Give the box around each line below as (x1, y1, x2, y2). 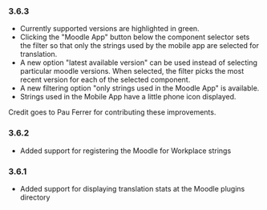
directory (19, 192, 51, 202)
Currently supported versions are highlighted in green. (19, 24, 200, 34)
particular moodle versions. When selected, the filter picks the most (19, 67, 245, 76)
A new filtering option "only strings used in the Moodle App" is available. (19, 83, 260, 93)
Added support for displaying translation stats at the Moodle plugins (19, 184, 245, 193)
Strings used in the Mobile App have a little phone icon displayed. (19, 92, 237, 102)
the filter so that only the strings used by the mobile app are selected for (19, 41, 259, 50)
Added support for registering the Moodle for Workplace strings (19, 146, 232, 155)
